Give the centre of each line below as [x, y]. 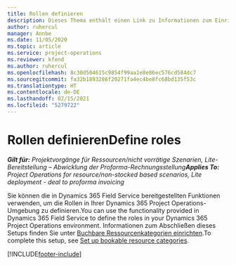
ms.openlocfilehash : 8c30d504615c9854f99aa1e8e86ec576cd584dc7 [102, 72]
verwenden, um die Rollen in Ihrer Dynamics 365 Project [88, 203]
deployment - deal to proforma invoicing [66, 182]
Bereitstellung [27, 167]
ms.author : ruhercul [38, 66]
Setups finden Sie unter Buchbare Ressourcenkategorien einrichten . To [109, 233]
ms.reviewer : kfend [36, 60]
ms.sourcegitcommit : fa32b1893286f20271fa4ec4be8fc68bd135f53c [102, 79]
